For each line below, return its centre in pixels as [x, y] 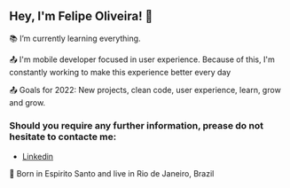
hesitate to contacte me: [63, 137]
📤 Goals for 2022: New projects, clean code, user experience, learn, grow [145, 90]
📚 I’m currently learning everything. [75, 38]
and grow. [27, 102]
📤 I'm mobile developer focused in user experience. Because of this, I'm [142, 59]
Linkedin [38, 157]
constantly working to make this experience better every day [120, 72]
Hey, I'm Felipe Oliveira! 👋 [81, 16]
